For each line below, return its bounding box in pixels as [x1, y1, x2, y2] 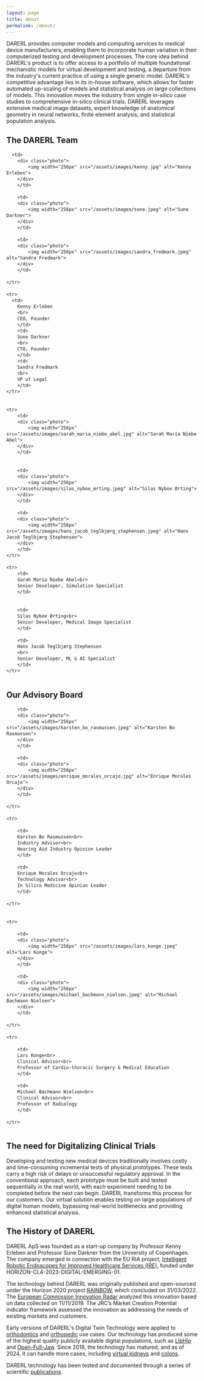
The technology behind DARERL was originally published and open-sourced [6, 1280, 196, 1287]
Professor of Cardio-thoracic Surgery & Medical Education [17, 1065, 170, 1071]
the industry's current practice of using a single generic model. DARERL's [6, 72, 190, 80]
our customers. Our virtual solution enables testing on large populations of [6, 1196, 192, 1203]
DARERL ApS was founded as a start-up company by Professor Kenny [6, 1242, 182, 1250]
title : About [6, 16, 39, 22]
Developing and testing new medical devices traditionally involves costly [6, 1157, 188, 1164]
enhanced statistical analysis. [6, 1209, 80, 1216]
